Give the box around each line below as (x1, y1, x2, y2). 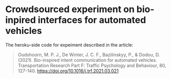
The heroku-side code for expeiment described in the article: (5, 42, 134, 48)
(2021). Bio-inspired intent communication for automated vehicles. (17, 57, 157, 63)
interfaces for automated (37, 14, 146, 26)
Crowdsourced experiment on (5, 4, 135, 15)
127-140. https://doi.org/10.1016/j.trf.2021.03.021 (17, 67, 119, 74)
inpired (5, 14, 36, 26)
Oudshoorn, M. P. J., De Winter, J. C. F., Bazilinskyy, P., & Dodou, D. (17, 52, 160, 58)
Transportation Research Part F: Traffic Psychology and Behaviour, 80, (17, 62, 166, 68)
